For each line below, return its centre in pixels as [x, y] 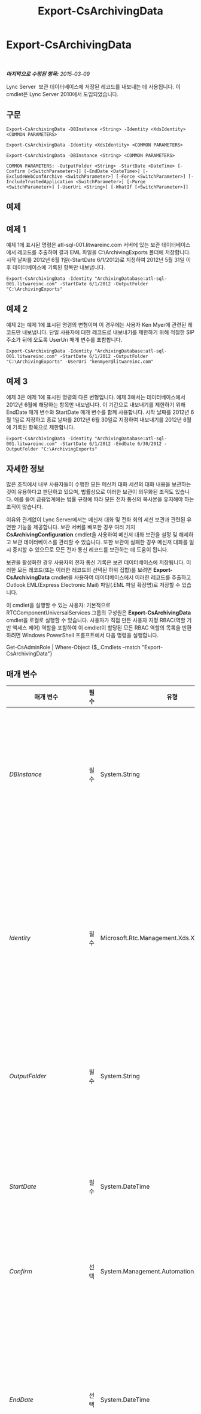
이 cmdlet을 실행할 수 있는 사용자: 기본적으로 [58, 605]
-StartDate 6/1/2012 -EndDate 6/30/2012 [111, 444]
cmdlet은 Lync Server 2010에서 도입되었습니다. [63, 94]
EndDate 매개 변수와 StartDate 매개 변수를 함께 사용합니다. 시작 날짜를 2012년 [98, 412]
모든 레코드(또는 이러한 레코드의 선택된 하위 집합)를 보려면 [85, 570]
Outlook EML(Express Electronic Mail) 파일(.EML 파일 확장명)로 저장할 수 [93, 585]
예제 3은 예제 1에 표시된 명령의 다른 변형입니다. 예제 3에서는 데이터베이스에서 [96, 397]
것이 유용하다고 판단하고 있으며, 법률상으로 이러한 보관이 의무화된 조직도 [90, 492]
